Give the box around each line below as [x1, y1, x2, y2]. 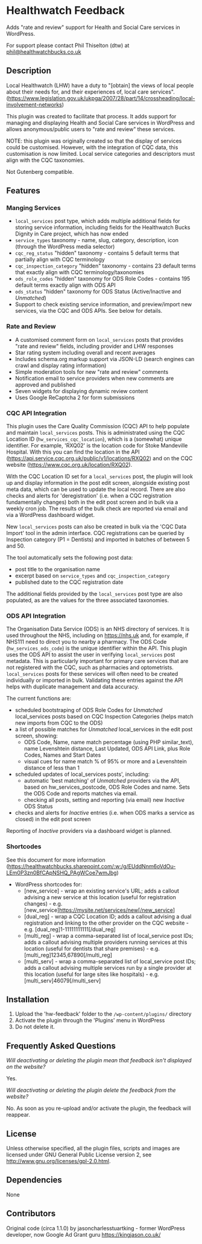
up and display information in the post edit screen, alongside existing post [6, 479, 190, 487]
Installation [6, 995, 49, 1005]
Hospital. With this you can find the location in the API [6, 448, 140, 456]
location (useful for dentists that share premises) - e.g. [24, 944, 160, 952]
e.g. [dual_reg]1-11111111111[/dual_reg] [24, 925, 116, 933]
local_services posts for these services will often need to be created [6, 670, 178, 678]
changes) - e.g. [24, 900, 63, 907]
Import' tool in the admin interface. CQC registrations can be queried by [6, 530, 185, 537]
